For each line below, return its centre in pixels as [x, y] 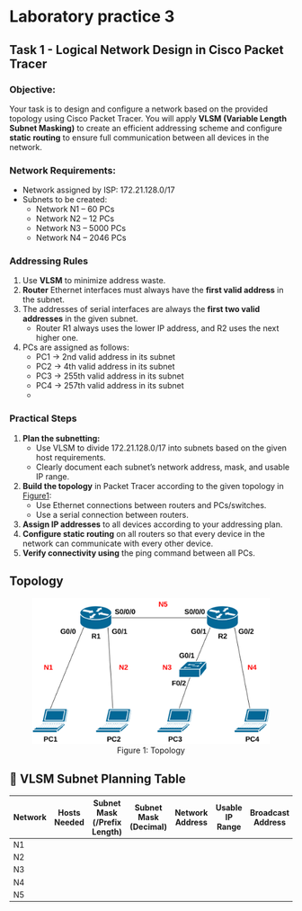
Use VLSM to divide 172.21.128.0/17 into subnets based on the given [161, 448]
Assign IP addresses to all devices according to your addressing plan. [152, 524]
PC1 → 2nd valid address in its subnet [105, 357]
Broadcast [270, 812]
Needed [69, 822]
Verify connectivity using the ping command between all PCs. [139, 553]
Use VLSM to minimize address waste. [94, 281]
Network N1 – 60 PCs [75, 210]
